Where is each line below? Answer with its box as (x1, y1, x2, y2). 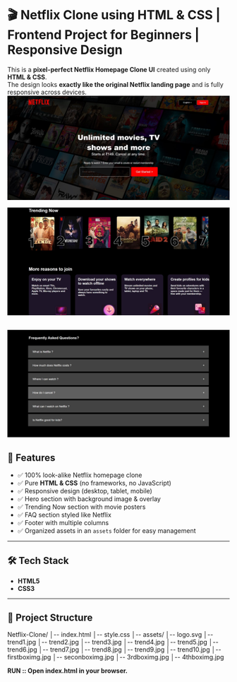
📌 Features (7, 452, 56, 464)
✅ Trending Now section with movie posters (17, 502, 146, 511)
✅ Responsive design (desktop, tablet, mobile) (17, 486, 153, 495)
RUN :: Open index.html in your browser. (7, 666, 128, 675)
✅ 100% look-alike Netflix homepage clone (17, 471, 142, 479)
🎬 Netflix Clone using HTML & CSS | (7, 7, 221, 23)
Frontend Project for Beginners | (7, 27, 200, 43)
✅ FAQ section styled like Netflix (17, 510, 111, 519)
